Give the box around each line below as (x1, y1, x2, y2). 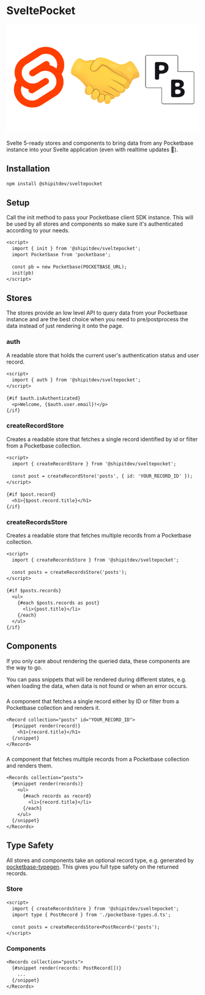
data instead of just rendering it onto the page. (6, 322, 124, 330)
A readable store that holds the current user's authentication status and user (6, 351, 199, 359)
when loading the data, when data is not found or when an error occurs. (6, 682, 188, 690)
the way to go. (6, 663, 43, 671)
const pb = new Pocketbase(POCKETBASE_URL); (12, 264, 127, 270)
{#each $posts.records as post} (17, 600, 100, 606)
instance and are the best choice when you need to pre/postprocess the (6, 316, 188, 323)
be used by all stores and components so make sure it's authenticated (6, 220, 184, 227)
